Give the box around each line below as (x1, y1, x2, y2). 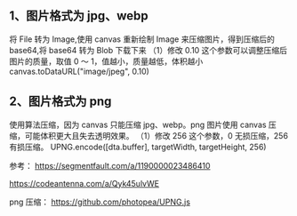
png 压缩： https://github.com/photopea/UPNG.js (9, 196, 191, 207)
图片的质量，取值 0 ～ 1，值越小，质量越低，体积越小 (9, 56, 204, 67)
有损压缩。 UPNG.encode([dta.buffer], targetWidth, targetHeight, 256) (9, 141, 267, 152)
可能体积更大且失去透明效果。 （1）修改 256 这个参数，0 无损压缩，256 (24, 130, 289, 140)
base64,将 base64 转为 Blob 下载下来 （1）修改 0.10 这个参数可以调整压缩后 (9, 44, 287, 55)
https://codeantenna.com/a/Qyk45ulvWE (9, 178, 160, 188)
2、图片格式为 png (9, 94, 112, 109)
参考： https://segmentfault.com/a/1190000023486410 (9, 160, 211, 171)
